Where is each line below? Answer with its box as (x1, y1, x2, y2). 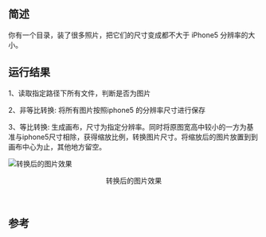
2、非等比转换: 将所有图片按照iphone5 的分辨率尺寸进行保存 (8, 105, 205, 115)
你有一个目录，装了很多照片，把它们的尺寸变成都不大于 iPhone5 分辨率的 (8, 30, 248, 40)
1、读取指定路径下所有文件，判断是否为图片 (8, 88, 151, 98)
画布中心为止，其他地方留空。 (8, 142, 106, 151)
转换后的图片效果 (106, 176, 162, 185)
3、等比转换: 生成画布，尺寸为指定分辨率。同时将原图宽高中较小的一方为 (8, 122, 247, 131)
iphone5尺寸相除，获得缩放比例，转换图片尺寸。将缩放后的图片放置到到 (22, 132, 259, 142)
